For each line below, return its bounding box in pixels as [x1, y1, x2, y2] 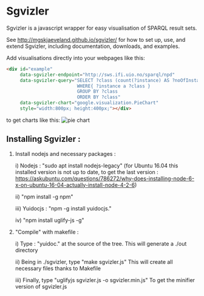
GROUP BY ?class [76, 89, 118, 95]
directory [15, 246, 38, 254]
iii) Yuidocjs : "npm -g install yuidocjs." [15, 204, 112, 212]
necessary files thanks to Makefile [15, 264, 101, 272]
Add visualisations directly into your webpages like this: [6, 54, 145, 61]
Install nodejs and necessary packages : [15, 150, 116, 157]
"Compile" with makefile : [15, 228, 79, 235]
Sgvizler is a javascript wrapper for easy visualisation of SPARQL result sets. [6, 24, 197, 32]
